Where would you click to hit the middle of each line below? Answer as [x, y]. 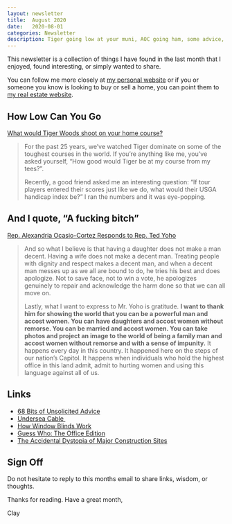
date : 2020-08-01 [35, 26]
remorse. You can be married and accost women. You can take [116, 328]
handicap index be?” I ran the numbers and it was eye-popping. [115, 196]
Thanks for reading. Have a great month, [65, 500]
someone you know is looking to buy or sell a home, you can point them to [113, 87]
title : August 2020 [37, 20]
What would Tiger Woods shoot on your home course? [85, 133]
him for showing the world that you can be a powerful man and [116, 313]
